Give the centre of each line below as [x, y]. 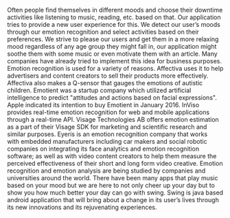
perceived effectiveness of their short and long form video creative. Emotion [115, 163]
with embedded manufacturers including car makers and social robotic [107, 141]
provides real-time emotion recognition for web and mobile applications [108, 112]
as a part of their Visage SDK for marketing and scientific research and [107, 127]
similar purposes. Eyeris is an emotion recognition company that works [107, 134]
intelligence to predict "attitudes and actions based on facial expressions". [112, 98]
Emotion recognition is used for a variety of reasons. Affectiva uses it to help [115, 68]
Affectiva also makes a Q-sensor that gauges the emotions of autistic [105, 83]
